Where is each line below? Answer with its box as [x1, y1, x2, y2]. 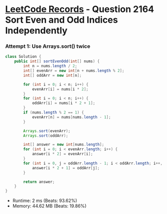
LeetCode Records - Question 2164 [5, 4, 154, 15]
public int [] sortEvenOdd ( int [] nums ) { [14, 59, 100, 64]
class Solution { [5, 54, 42, 59]
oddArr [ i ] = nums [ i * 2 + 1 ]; [32, 100, 95, 106]
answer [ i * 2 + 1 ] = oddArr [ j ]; [32, 165, 100, 170]
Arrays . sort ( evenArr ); [23, 128, 71, 134]
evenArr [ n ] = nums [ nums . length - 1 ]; [32, 115, 111, 120]
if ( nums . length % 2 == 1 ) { [23, 110, 84, 115]
